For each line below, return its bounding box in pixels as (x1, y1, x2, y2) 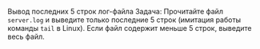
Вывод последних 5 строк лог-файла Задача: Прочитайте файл (7, 7, 223, 16)
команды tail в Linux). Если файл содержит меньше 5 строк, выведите (7, 24, 252, 32)
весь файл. (7, 32, 45, 41)
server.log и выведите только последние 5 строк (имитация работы (7, 15, 242, 24)
